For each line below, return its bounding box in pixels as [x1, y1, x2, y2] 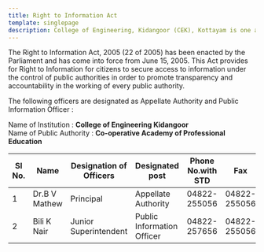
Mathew [32, 198, 63, 209]
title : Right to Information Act [8, 11, 118, 20]
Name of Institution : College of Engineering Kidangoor [8, 120, 189, 130]
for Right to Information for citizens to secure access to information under [8, 65, 247, 74]
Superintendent [70, 226, 128, 237]
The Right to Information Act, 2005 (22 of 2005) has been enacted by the [8, 48, 246, 57]
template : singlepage [8, 19, 79, 27]
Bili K [32, 216, 52, 227]
